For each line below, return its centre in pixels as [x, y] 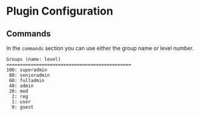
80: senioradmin [29, 75]
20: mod [18, 91]
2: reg [20, 97]
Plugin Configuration [60, 11]
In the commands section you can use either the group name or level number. [100, 48]
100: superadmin [27, 70]
